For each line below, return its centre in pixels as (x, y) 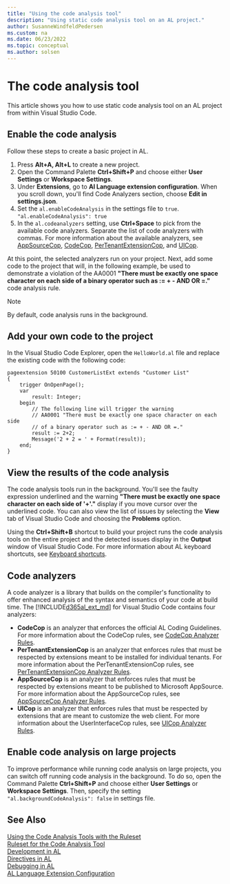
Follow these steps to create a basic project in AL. (78, 151)
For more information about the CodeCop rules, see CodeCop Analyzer (118, 635)
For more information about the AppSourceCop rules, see (98, 694)
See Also (27, 820)
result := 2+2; (54, 433)
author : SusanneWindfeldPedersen (55, 26)
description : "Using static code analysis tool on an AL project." (106, 20)
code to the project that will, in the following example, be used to (99, 266)
